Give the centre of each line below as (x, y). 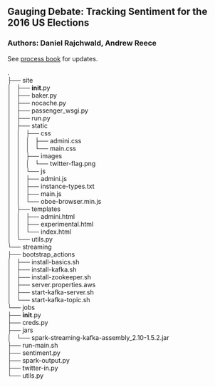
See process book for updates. (53, 58)
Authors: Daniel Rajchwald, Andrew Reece (82, 43)
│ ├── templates (34, 209)
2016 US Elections (48, 23)
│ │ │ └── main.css (42, 148)
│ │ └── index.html (40, 232)
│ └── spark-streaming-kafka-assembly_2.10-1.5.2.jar (88, 337)
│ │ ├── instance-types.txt (51, 186)
